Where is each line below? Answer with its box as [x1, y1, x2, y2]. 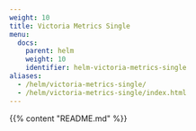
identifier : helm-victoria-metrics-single [25, 64, 187, 73]
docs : [17, 38, 39, 48]
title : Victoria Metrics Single [9, 22, 130, 31]
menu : [9, 30, 30, 39]
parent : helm [25, 47, 75, 56]
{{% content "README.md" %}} [9, 113, 128, 124]
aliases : [9, 72, 42, 81]
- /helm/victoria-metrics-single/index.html [17, 88, 187, 97]
